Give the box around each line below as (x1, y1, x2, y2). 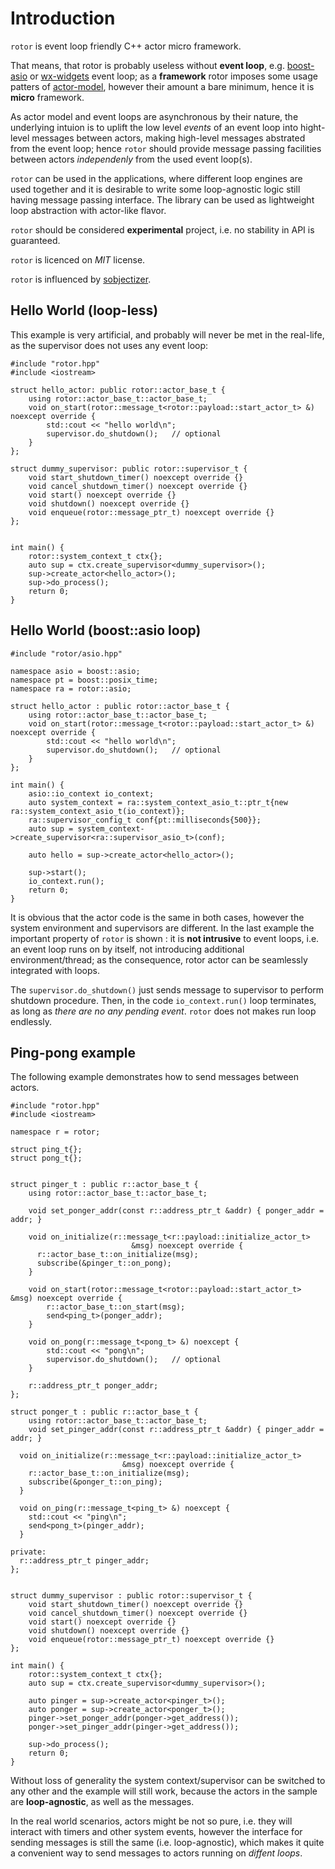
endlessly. (10, 1015, 53, 1027)
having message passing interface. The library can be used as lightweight (10, 193, 315, 206)
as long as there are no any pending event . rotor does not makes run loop (10, 1005, 317, 1017)
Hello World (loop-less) (10, 302, 159, 319)
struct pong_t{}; (10, 1153, 83, 1164)
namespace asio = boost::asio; (10, 666, 141, 676)
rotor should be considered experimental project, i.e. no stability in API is (10, 223, 315, 236)
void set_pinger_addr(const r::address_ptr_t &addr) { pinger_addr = (28, 1425, 325, 1435)
